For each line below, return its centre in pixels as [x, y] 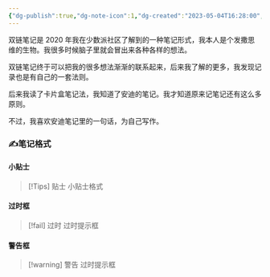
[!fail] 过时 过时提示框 [63, 225]
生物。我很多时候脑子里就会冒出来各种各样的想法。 [106, 50]
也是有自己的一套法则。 [54, 76]
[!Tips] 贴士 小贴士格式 [65, 186]
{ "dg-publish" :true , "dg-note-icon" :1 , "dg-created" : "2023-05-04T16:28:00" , [136, 16]
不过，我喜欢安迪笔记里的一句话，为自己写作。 [86, 120]
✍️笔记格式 [30, 144]
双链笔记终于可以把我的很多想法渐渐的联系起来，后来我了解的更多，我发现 [131, 67]
